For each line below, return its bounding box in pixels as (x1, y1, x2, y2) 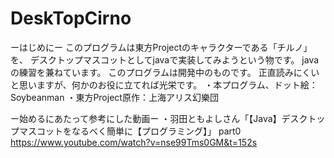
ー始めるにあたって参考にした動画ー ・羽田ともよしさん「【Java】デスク (10, 112, 308, 124)
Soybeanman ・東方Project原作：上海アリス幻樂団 (10, 91, 219, 103)
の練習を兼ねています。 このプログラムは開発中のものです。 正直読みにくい (10, 66, 320, 78)
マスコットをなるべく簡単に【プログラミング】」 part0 (18, 125, 242, 137)
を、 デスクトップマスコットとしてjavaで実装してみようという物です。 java (10, 53, 320, 66)
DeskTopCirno (10, 7, 132, 30)
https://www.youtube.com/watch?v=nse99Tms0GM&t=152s (10, 136, 258, 148)
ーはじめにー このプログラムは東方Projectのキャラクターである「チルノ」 (10, 41, 313, 53)
